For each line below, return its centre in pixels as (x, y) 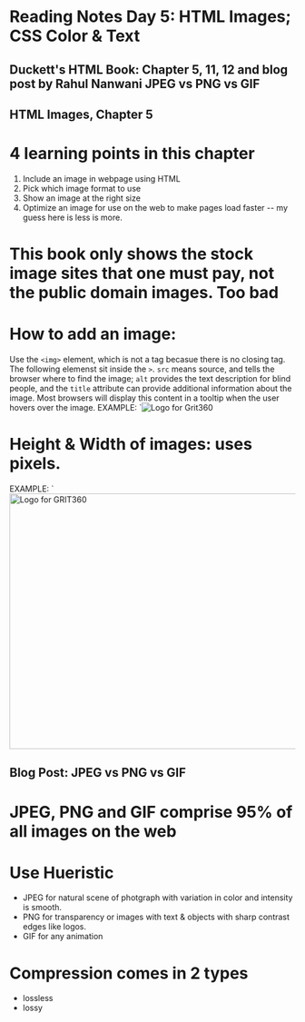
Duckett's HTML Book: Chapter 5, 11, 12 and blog (149, 69)
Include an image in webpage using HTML (102, 178)
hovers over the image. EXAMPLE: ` (76, 408)
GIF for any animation (63, 937)
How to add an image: (93, 334)
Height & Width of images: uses (131, 445)
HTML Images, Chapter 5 (81, 114)
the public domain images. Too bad (144, 293)
